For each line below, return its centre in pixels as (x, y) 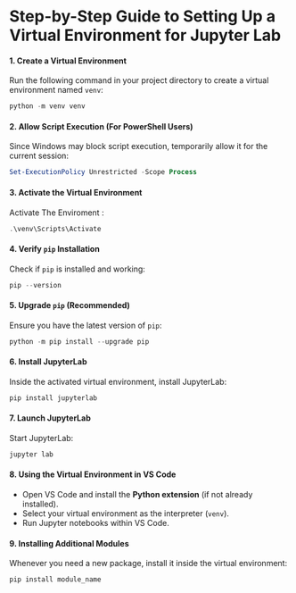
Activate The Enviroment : (57, 213)
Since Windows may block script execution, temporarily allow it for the (139, 146)
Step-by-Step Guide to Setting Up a (143, 17)
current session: (39, 156)
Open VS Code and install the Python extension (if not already (137, 494)
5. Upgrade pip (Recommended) (70, 305)
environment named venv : (57, 90)
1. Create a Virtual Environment (68, 61)
